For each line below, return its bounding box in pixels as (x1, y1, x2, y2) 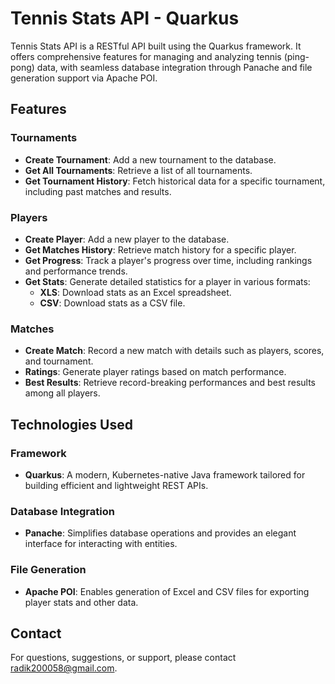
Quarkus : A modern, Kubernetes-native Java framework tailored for (24, 468, 306, 481)
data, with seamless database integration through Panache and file (36, 61, 313, 73)
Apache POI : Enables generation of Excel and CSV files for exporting (24, 585, 310, 597)
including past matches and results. (24, 185, 172, 197)
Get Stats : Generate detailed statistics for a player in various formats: (24, 275, 311, 287)
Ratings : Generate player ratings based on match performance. (24, 366, 287, 378)
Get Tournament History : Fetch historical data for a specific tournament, (24, 175, 326, 187)
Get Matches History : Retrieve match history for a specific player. (24, 243, 297, 256)
